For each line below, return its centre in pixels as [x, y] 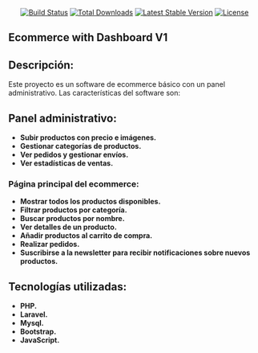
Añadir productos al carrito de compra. [86, 236]
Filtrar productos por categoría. [73, 210]
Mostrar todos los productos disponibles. [90, 202]
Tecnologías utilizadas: [67, 287]
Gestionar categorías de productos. [81, 146]
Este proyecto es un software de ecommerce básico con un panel [117, 84]
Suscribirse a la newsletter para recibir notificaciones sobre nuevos [135, 252]
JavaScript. [40, 340]
